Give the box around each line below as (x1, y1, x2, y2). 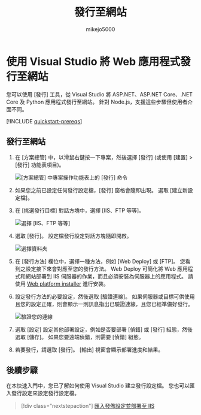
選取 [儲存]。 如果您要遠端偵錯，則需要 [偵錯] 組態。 (14, 333, 144, 340)
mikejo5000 (86, 25, 115, 33)
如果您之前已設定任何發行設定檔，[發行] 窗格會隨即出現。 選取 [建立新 (14, 186, 188, 193)
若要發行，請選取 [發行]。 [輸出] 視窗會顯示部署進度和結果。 (14, 346, 164, 353)
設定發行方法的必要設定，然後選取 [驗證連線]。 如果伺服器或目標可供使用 (14, 293, 195, 300)
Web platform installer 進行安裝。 (26, 280, 109, 287)
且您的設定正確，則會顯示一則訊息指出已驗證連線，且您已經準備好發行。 (14, 300, 193, 307)
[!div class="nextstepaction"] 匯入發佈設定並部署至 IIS (20, 402, 155, 410)
